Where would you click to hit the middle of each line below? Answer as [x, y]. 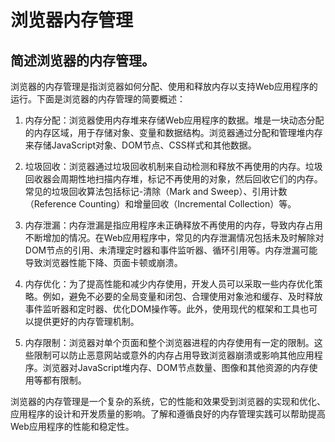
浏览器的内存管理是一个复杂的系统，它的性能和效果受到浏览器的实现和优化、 [168, 401]
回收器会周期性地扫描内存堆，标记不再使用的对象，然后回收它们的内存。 [173, 179]
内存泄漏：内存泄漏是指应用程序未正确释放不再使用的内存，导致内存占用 [173, 225]
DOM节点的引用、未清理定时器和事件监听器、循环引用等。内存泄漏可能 [171, 250]
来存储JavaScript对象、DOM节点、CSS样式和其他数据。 [140, 145]
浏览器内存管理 [72, 20]
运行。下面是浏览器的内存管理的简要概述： [98, 99]
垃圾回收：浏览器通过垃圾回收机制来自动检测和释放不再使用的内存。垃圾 [173, 166]
